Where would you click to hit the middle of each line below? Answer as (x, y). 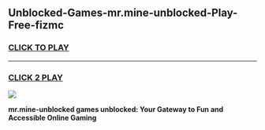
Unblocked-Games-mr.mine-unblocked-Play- (123, 13)
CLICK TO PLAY (39, 48)
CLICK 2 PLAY (35, 77)
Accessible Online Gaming (52, 117)
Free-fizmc (36, 26)
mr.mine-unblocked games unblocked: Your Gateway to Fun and (116, 109)
